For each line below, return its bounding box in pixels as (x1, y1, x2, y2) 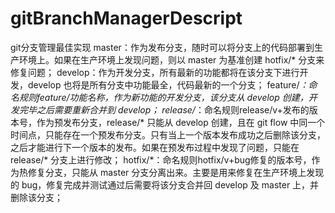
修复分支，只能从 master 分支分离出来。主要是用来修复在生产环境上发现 (27, 166, 325, 178)
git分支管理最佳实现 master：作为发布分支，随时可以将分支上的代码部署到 (10, 41, 315, 53)
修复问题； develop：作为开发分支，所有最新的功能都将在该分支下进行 (10, 66, 300, 78)
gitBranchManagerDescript (10, 7, 243, 30)
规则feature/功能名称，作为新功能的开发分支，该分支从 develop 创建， (18, 91, 309, 103)
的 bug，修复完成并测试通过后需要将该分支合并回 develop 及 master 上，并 (10, 178, 320, 191)
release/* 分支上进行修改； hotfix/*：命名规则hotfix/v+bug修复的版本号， (10, 153, 312, 166)
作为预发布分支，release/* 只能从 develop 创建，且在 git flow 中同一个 (36, 116, 326, 128)
